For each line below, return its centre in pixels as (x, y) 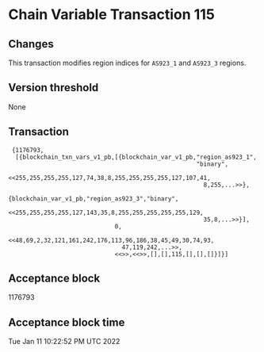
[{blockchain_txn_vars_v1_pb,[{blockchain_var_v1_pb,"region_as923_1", (136, 157)
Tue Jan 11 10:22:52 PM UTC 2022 (64, 342)
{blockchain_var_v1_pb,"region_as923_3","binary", (94, 199)
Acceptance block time (67, 322)
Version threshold (54, 88)
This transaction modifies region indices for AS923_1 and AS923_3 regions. (127, 63)
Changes (31, 44)
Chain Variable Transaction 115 (112, 15)
